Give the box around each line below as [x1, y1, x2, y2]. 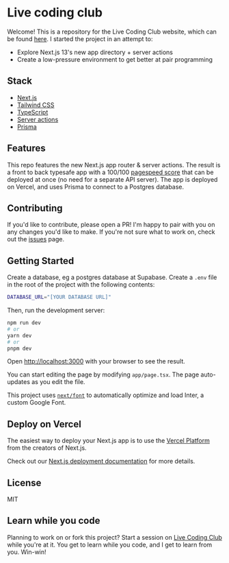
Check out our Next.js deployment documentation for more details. [7, 457, 196, 466]
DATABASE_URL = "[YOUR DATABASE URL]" [7, 294, 111, 301]
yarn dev [7, 332, 32, 339]
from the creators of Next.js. [7, 444, 87, 452]
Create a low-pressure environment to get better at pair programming [16, 55, 213, 63]
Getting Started [7, 255, 75, 267]
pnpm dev [7, 345, 32, 352]
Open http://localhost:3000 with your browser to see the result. [7, 357, 186, 366]
